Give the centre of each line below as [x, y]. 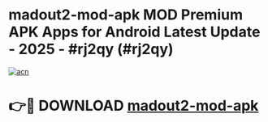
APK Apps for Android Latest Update [134, 32]
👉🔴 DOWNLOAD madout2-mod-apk [134, 106]
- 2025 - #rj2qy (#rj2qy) [91, 49]
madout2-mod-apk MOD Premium [126, 15]
